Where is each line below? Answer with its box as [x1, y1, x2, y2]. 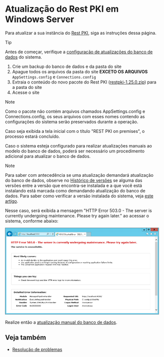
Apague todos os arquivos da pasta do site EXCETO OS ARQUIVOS [12, 68, 148, 74]
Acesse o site [12, 89, 40, 95]
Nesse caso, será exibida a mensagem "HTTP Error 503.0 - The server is [5, 208, 152, 213]
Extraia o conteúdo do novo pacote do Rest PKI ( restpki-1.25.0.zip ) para [12, 79, 157, 85]
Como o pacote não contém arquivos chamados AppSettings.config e [5, 108, 145, 114]
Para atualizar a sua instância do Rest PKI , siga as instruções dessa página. [5, 30, 157, 36]
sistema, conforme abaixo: [5, 218, 59, 224]
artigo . [5, 198, 19, 204]
